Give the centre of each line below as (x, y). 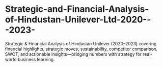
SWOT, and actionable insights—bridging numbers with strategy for (73, 54)
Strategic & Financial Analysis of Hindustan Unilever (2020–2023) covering (81, 43)
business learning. (36, 59)
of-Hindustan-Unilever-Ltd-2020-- (78, 19)
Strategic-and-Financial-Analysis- (77, 9)
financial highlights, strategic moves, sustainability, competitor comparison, (81, 49)
